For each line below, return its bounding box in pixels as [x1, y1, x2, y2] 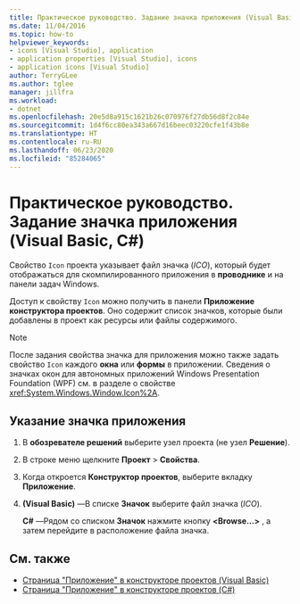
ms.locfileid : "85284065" [9, 153, 105, 163]
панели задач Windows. [9, 278, 100, 290]
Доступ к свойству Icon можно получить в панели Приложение [9, 296, 255, 307]
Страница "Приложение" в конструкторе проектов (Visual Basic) [21, 575, 270, 585]
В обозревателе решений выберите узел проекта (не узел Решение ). [21, 437, 290, 448]
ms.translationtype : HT [9, 129, 98, 138]
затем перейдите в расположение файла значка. [21, 525, 210, 536]
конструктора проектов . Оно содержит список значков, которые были [9, 305, 283, 317]
